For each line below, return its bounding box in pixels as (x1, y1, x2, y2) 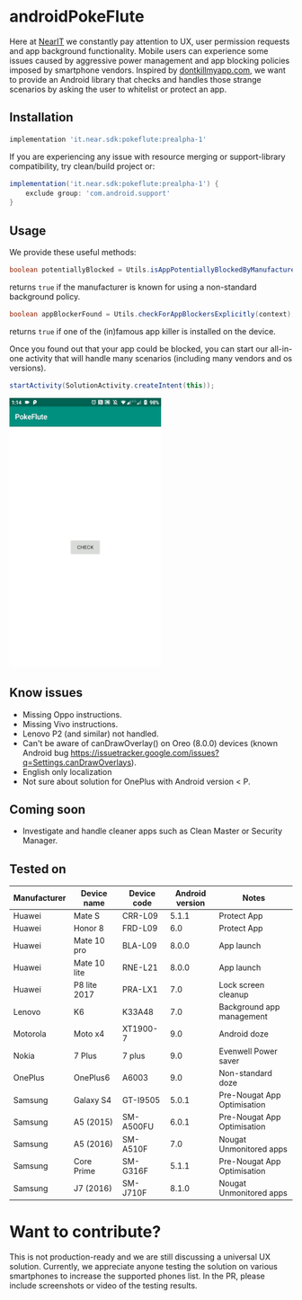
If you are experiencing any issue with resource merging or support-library (9, 151, 286, 162)
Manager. (22, 835, 58, 846)
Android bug (22, 747, 69, 758)
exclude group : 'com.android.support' (25, 189, 171, 198)
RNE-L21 (121, 962, 159, 973)
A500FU (121, 1121, 155, 1132)
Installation (9, 110, 74, 125)
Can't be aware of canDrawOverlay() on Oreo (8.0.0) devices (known (22, 737, 279, 748)
